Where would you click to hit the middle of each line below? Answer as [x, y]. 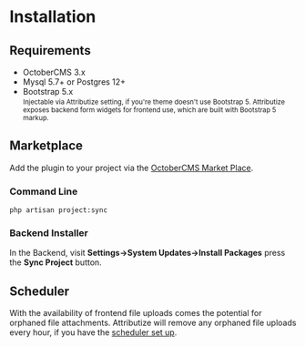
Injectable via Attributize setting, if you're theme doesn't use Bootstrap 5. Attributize [153, 102]
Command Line [44, 191]
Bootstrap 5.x [48, 92]
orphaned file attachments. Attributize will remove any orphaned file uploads [153, 323]
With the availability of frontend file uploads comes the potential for [136, 313]
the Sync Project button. [56, 262]
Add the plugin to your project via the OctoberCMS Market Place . [132, 168]
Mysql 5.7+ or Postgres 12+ [74, 82]
